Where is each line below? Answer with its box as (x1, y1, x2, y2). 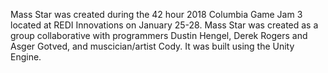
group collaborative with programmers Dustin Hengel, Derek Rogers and (10, 30, 308, 41)
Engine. (10, 51, 42, 63)
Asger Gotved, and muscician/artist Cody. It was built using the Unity (10, 40, 295, 52)
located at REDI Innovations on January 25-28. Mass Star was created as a (10, 19, 319, 31)
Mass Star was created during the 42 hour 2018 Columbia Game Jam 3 (10, 9, 303, 20)
